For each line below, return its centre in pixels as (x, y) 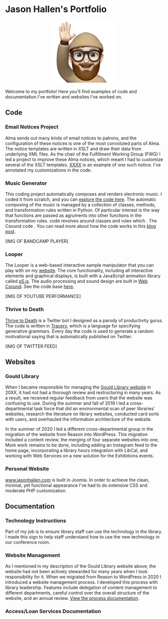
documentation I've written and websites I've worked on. (64, 97)
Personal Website (27, 469)
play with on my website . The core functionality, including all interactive (79, 271)
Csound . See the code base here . (40, 287)
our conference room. (28, 543)
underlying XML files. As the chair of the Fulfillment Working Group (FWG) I (83, 154)
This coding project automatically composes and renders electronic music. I (83, 194)
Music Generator (26, 183)
